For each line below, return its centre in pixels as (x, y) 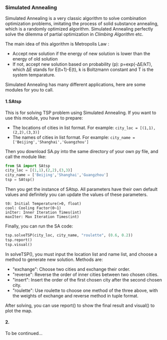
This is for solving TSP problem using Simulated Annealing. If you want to (81, 112)
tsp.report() (19, 240)
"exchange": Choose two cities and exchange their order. (71, 269)
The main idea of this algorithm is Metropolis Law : (57, 44)
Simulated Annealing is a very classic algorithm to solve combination (76, 18)
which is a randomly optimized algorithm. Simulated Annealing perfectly (79, 29)
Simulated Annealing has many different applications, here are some (75, 84)
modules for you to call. (29, 90)
